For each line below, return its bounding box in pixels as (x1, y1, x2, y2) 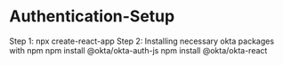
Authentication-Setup (9, 6, 175, 27)
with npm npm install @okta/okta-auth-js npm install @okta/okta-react (9, 45, 268, 55)
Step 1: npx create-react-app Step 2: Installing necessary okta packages (9, 36, 274, 46)
